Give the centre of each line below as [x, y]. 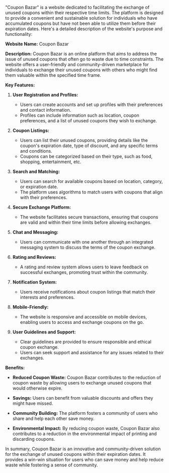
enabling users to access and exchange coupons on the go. [82, 322]
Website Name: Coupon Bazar [37, 44]
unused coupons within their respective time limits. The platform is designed [84, 13]
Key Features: [20, 85]
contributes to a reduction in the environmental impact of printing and [84, 434]
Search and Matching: [36, 172]
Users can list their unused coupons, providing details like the [84, 140]
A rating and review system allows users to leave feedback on [84, 267]
